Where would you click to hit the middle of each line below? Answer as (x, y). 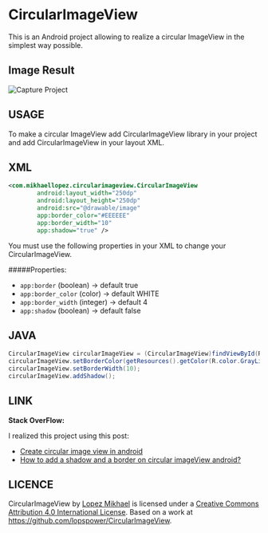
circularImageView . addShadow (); (62, 376)
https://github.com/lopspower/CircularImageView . (90, 521)
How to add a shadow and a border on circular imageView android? (130, 460)
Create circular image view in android (81, 451)
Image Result (41, 71)
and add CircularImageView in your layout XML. (87, 142)
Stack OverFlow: (37, 420)
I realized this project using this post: (69, 436)
